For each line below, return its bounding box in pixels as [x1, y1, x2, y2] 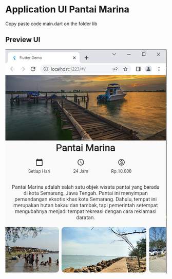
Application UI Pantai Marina [5, 4, 129, 15]
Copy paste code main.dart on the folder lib [5, 21, 98, 27]
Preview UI [5, 35, 41, 44]
